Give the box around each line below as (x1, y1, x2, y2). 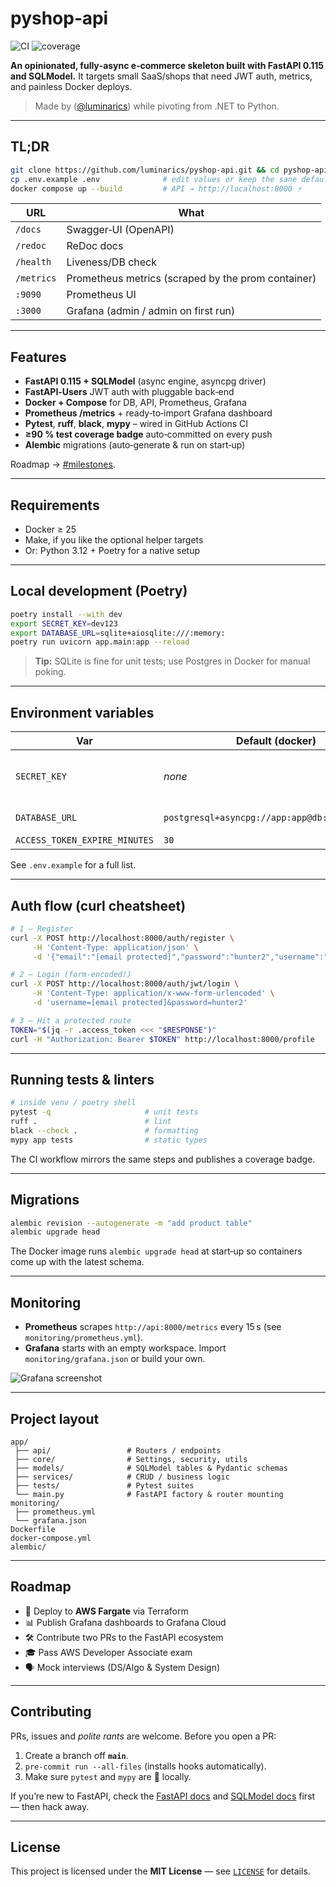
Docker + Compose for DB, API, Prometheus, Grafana (24, 397, 247, 409)
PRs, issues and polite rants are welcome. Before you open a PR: (10, 1730, 277, 1742)
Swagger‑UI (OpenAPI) (66, 223, 175, 237)
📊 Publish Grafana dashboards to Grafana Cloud (24, 1616, 227, 1628)
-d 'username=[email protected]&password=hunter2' (32, 998, 248, 1008)
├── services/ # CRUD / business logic (14, 1472, 230, 1482)
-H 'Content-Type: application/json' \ (32, 942, 199, 952)
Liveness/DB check (66, 255, 158, 269)
